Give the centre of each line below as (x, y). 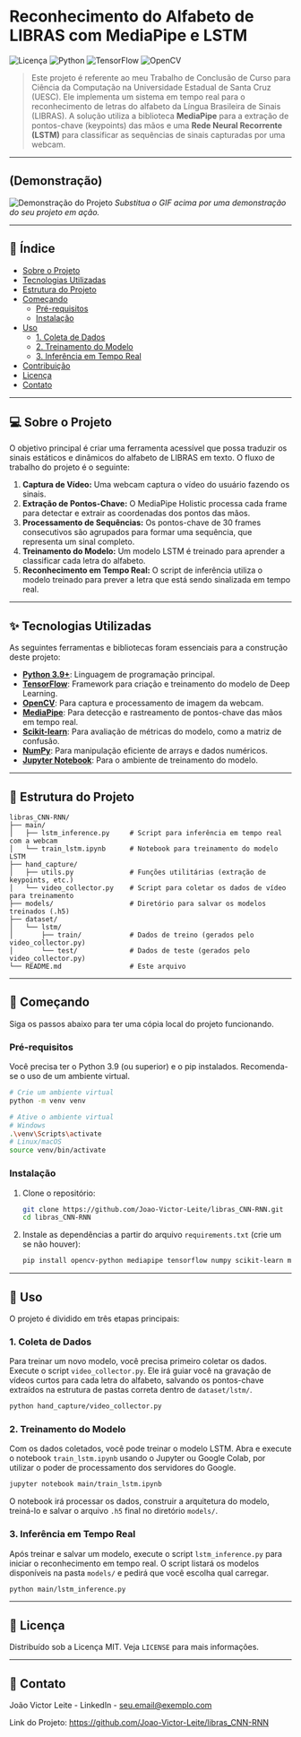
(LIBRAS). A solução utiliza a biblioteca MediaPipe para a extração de (160, 116)
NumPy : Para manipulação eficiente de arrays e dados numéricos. (145, 751)
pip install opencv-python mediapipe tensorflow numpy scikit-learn (153, 1261)
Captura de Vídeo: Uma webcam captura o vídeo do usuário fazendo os (156, 485)
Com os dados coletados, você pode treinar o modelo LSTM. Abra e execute (150, 1448)
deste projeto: (35, 657)
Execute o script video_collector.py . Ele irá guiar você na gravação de (140, 1371)
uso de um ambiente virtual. (78, 1076)
